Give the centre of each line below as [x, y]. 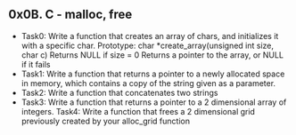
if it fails [36, 64]
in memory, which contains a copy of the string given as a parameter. [148, 83]
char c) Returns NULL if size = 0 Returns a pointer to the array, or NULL [152, 55]
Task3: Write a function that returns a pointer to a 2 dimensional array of [154, 102]
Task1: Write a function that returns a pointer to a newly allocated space [153, 74]
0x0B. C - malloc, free [70, 15]
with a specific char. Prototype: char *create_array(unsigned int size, [147, 45]
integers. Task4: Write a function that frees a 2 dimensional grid [138, 111]
